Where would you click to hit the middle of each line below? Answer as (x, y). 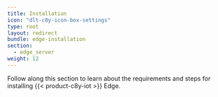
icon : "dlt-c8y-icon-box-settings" (59, 20)
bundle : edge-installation (46, 39)
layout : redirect (32, 33)
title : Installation (37, 14)
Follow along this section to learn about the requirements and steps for (109, 78)
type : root (23, 26)
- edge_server (34, 53)
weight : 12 (23, 59)
